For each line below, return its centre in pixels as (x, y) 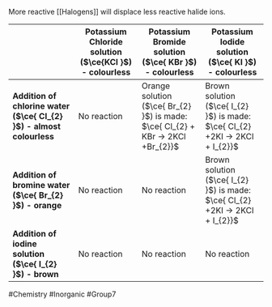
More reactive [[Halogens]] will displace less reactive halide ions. (117, 12)
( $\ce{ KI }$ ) (232, 62)
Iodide (232, 42)
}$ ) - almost (36, 126)
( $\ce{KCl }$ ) (106, 62)
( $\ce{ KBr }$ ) (169, 62)
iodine (25, 244)
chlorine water (41, 106)
